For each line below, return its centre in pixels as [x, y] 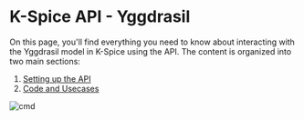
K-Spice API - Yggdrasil [100, 17]
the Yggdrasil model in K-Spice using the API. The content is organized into [151, 51]
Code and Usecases [61, 88]
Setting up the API [57, 78]
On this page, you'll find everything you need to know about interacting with [152, 42]
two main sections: [45, 61]
